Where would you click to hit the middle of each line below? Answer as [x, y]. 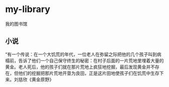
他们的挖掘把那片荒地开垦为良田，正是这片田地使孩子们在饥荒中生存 [89, 73]
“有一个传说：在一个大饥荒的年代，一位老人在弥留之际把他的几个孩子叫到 [81, 54]
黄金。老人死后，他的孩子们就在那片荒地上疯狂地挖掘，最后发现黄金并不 [80, 67]
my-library [28, 9]
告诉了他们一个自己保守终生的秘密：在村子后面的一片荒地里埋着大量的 [91, 60]
